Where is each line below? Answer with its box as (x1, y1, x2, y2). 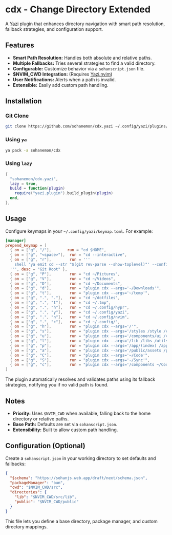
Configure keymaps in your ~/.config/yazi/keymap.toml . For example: (5, 228, 153, 234)
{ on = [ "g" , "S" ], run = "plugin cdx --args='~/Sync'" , (10, 357, 150, 363)
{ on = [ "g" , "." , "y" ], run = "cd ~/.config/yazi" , (10, 309, 130, 315)
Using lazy (5, 160, 32, 167)
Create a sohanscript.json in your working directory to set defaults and (5, 455, 156, 461)
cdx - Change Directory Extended (5, 4, 151, 15)
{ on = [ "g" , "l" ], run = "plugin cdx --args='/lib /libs (10, 338, 153, 344)
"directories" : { (10, 490, 47, 495)
